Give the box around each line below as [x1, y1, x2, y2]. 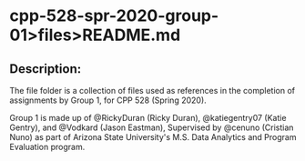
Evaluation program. [9, 142, 86, 152]
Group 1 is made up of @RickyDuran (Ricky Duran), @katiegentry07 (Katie [9, 113, 287, 123]
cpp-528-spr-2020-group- [9, 5, 219, 26]
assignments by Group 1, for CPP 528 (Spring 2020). [9, 95, 207, 106]
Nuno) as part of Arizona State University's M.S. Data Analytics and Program [9, 132, 297, 142]
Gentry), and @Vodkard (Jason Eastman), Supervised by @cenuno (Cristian [9, 122, 294, 133]
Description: [9, 61, 82, 76]
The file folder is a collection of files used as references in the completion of [9, 86, 296, 96]
